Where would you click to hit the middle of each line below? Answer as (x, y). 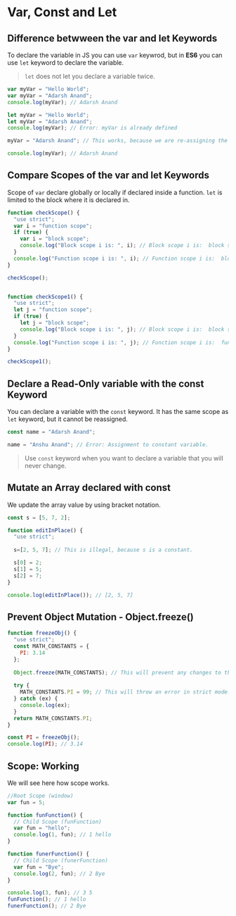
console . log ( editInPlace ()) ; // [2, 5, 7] (70, 595)
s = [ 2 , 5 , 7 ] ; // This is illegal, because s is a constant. (103, 550)
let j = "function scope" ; (53, 310)
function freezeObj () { (42, 633)
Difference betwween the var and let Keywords (112, 38)
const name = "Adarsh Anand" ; (52, 432)
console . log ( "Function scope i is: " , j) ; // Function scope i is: (114, 342)
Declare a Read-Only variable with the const (106, 383)
